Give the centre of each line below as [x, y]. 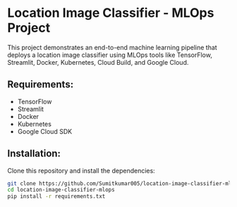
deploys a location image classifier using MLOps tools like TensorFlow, [110, 55]
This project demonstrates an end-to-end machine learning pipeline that [112, 47]
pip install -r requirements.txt [56, 196]
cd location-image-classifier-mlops [61, 190]
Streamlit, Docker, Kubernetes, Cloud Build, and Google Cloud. [98, 62]
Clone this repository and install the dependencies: [81, 170]
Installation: [34, 154]
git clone [22, 183]
